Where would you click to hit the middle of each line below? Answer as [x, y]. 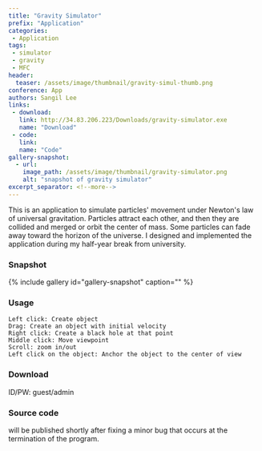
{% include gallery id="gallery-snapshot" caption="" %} [101, 282]
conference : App [35, 90]
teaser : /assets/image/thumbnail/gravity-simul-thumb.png [115, 83]
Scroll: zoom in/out [43, 348]
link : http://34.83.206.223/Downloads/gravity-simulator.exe [123, 120]
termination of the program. [54, 438]
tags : [17, 46]
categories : [28, 30]
